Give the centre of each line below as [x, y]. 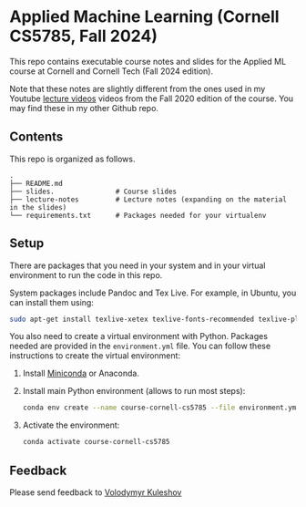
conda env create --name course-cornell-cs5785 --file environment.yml [161, 408]
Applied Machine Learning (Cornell [144, 17]
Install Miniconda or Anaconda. [81, 373]
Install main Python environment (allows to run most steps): [134, 391]
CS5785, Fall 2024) [83, 36]
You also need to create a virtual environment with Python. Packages [139, 336]
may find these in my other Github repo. [84, 108]
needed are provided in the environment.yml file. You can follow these [140, 346]
